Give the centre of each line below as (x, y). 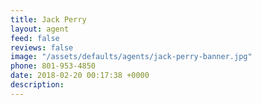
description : (37, 85)
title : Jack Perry (48, 19)
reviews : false (42, 47)
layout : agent (40, 29)
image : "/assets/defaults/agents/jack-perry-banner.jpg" (131, 57)
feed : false (35, 38)
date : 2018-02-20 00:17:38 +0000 (80, 76)
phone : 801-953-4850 (53, 66)
